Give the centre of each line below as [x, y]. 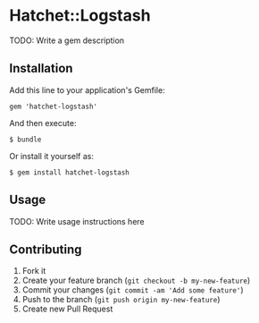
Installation [41, 68]
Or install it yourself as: [51, 156]
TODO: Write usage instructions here [77, 221]
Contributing [46, 249]
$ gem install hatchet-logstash [69, 172]
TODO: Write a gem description [67, 40]
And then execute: [43, 123]
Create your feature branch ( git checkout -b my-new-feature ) [136, 280]
